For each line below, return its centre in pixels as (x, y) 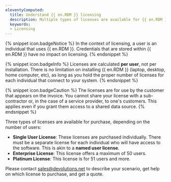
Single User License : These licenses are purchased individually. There (87, 137)
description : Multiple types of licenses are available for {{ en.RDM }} (90, 19)
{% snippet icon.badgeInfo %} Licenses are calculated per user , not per (81, 64)
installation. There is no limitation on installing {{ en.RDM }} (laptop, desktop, (85, 70)
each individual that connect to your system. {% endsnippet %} (72, 81)
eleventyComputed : (25, 10)
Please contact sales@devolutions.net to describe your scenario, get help (82, 169)
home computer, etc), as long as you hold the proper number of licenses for (85, 75)
